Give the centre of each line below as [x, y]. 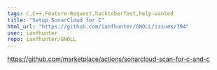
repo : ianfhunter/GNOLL [42, 40]
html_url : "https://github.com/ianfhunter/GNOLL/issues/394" [98, 26]
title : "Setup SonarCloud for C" [56, 20]
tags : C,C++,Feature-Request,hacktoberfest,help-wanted [90, 14]
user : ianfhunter [33, 33]
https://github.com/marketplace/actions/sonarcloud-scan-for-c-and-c [108, 59]
